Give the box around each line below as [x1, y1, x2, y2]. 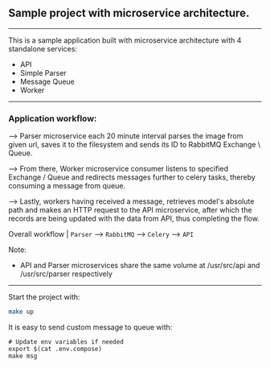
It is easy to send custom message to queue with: [8, 322, 173, 332]
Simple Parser [19, 68, 67, 77]
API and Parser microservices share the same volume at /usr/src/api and [19, 261, 260, 271]
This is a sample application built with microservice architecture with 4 [8, 35, 242, 45]
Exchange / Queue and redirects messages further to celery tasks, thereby [8, 172, 256, 182]
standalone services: [8, 43, 78, 53]
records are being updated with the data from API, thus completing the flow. [8, 213, 260, 224]
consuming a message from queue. [8, 181, 126, 191]
